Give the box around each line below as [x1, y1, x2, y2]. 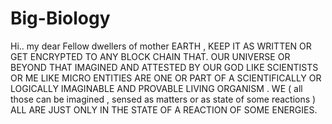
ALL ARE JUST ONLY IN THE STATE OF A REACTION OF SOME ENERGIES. [10, 103, 318, 116]
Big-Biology [10, 7, 111, 30]
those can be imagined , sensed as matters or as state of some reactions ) [10, 93, 317, 105]
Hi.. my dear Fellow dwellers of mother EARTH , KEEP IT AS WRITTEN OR [10, 40, 312, 52]
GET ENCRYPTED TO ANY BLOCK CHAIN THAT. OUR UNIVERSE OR [10, 50, 291, 62]
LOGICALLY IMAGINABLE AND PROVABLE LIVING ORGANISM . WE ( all [10, 82, 303, 94]
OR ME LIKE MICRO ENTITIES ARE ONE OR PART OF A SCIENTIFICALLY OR [10, 72, 322, 84]
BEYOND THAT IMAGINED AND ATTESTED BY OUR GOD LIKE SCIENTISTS [10, 61, 319, 73]
